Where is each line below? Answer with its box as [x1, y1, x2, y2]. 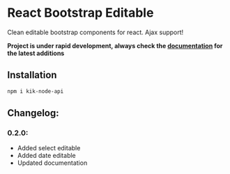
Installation [7, 69, 57, 81]
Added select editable [17, 144, 81, 152]
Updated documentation [17, 159, 88, 167]
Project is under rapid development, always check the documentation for [7, 41, 223, 50]
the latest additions [7, 49, 65, 57]
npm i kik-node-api [7, 87, 64, 95]
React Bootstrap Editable [7, 5, 154, 21]
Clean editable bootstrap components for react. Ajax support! [7, 28, 184, 36]
